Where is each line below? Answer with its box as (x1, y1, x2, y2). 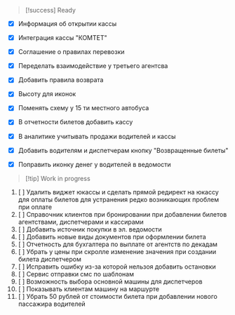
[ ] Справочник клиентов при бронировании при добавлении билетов (18, 210, 227, 218)
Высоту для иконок (18, 90, 76, 98)
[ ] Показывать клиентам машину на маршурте (18, 284, 160, 293)
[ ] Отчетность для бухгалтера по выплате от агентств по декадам (18, 240, 218, 248)
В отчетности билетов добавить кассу (18, 118, 133, 126)
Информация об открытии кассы (18, 20, 117, 27)
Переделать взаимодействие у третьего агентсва (18, 62, 168, 70)
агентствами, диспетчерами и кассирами (18, 217, 144, 226)
